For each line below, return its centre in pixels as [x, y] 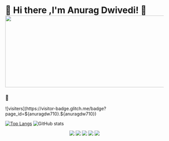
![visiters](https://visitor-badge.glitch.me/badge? [56, 109]
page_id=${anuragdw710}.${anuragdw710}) [51, 114]
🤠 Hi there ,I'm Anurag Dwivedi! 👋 [76, 10]
